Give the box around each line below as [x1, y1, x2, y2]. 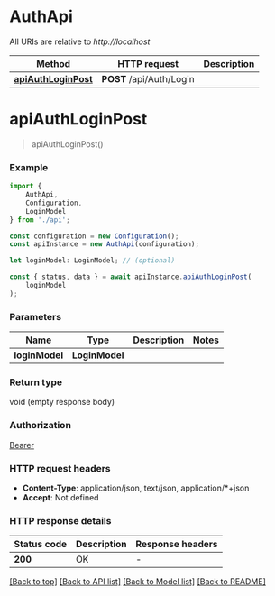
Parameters [9, 310, 61, 323]
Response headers [135, 538, 218, 551]
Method [35, 57, 70, 69]
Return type [9, 376, 63, 389]
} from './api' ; [9, 215, 70, 225]
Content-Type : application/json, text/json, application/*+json [22, 482, 250, 493]
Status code [14, 538, 68, 551]
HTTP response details [9, 514, 112, 527]
